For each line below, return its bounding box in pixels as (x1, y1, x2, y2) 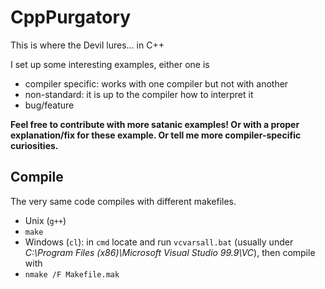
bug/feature (24, 99, 75, 111)
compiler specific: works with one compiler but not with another (24, 77, 289, 90)
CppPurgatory (10, 6, 132, 29)
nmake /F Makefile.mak (24, 269, 120, 280)
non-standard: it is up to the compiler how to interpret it (24, 88, 254, 100)
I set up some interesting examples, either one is (10, 58, 210, 70)
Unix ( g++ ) (24, 214, 67, 226)
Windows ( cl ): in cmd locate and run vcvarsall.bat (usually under (24, 236, 294, 248)
